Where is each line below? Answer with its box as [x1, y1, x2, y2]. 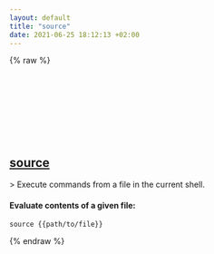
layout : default [9, 13, 71, 23]
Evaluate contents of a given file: [9, 200, 136, 210]
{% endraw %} [9, 236, 65, 247]
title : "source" [9, 22, 71, 31]
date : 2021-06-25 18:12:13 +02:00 [9, 30, 141, 39]
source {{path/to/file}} [9, 220, 103, 230]
